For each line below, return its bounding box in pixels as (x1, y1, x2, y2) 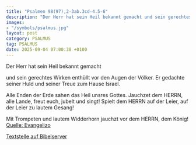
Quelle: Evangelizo (6, 121, 51, 129)
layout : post (6, 30, 38, 36)
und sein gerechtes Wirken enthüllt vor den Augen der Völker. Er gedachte (6, 74, 185, 81)
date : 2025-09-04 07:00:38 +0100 (6, 47, 87, 53)
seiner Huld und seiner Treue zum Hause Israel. (6, 80, 121, 87)
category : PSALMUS (6, 36, 51, 42)
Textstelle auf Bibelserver (6, 133, 68, 140)
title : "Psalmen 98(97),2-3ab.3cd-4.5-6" (6, 8, 108, 15)
